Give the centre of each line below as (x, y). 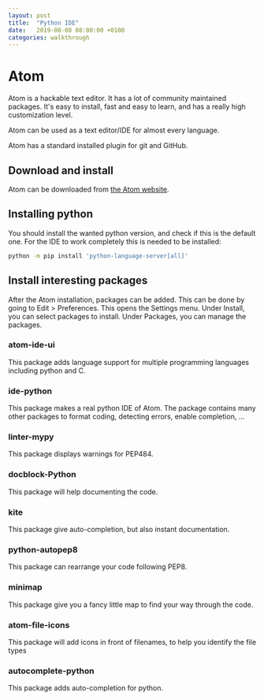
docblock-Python (42, 475)
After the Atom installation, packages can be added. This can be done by (126, 300)
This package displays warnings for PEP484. (81, 454)
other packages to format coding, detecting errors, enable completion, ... (126, 417)
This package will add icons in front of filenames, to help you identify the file (132, 642)
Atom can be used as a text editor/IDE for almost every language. (114, 130)
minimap (25, 587)
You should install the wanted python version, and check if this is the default (132, 233)
